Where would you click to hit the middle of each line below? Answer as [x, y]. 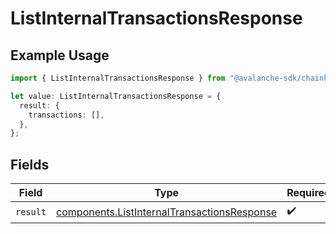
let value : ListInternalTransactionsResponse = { [116, 96]
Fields [30, 164]
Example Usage [60, 55]
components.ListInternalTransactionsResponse [167, 212]
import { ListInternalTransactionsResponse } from [118, 78]
